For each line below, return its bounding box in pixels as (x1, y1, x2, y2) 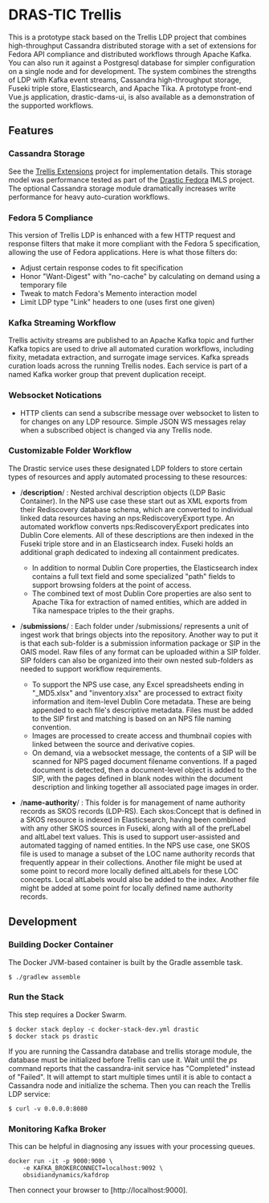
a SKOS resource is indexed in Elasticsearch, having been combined (19, 815, 247, 824)
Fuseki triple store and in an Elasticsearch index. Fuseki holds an (19, 539, 234, 548)
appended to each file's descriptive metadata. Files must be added (31, 705, 254, 715)
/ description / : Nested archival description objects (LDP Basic (19, 487, 226, 497)
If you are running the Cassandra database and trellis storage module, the (8, 1046, 252, 1056)
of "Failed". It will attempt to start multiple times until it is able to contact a (8, 1072, 252, 1082)
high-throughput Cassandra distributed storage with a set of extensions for (8, 40, 257, 50)
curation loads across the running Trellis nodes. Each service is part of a (8, 361, 248, 371)
